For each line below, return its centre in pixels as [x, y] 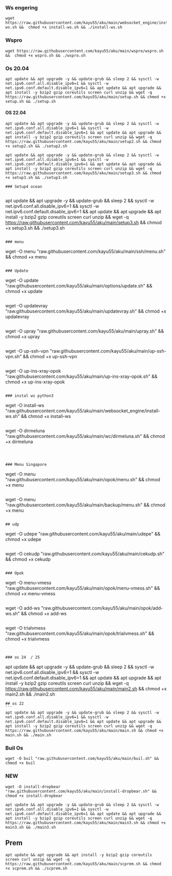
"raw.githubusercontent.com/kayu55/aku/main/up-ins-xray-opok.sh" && [81, 376]
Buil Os [14, 748]
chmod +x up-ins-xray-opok [35, 382]
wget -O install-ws [25, 406]
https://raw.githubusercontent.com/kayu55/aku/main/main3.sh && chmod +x [86, 823]
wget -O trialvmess [26, 628]
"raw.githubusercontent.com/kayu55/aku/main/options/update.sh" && [79, 286]
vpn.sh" [14, 357]
